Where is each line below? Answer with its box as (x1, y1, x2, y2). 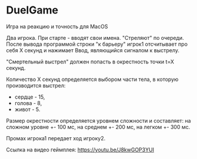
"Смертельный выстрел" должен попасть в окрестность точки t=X (6, 58, 175, 65)
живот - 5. (14, 106, 41, 113)
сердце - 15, (14, 93, 45, 100)
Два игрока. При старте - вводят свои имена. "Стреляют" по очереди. (6, 34, 184, 41)
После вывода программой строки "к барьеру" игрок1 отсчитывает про (6, 40, 188, 48)
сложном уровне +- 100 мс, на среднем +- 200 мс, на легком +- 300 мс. (6, 123, 191, 130)
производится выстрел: (6, 82, 66, 89)
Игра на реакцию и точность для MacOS (6, 23, 108, 30)
